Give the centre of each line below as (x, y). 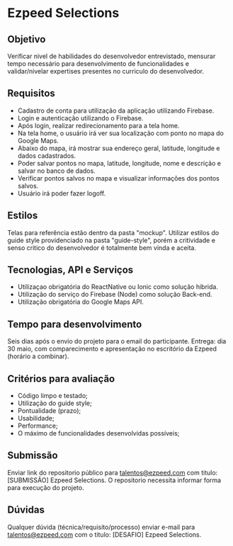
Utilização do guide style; (55, 403)
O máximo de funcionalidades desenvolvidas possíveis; (98, 433)
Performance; (38, 426)
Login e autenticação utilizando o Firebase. (80, 118)
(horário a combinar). (38, 356)
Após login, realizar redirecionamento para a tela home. (98, 125)
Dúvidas (26, 510)
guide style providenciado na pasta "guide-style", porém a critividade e (112, 240)
